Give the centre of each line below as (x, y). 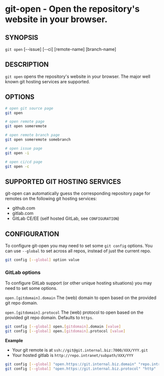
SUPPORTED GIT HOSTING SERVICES (63, 181)
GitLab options (23, 272)
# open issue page (24, 148)
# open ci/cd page (24, 162)
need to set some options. (31, 288)
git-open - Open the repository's (72, 9)
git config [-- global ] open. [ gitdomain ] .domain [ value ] (63, 327)
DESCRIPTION (27, 65)
